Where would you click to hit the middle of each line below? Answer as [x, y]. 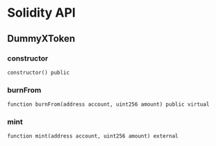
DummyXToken [41, 39]
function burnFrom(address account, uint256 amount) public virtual [108, 105]
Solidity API [42, 13]
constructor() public [39, 72]
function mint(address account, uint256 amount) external [93, 136]
